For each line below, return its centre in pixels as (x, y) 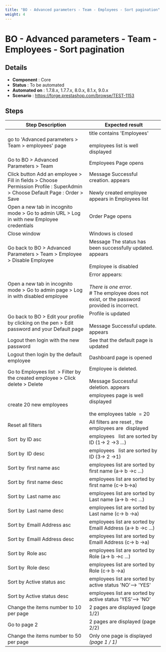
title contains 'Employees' (119, 133)
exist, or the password (115, 299)
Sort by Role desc (29, 568)
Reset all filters (25, 425)
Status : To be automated (38, 85)
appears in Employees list (119, 199)
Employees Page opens (116, 163)
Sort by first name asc (34, 468)
